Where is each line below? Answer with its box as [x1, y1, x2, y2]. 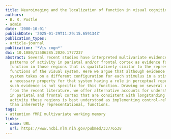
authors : [5, 12, 24, 17]
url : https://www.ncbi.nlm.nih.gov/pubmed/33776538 [10, 126, 122, 131]
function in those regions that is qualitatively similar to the [10, 64, 152, 69]
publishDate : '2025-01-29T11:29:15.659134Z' [5, 31, 101, 36]
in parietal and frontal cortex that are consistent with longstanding [10, 93, 165, 98]
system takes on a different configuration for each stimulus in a [10, 74, 156, 79]
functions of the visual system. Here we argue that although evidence [10, 69, 165, 74]
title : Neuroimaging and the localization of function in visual [5, 7, 147, 13]
